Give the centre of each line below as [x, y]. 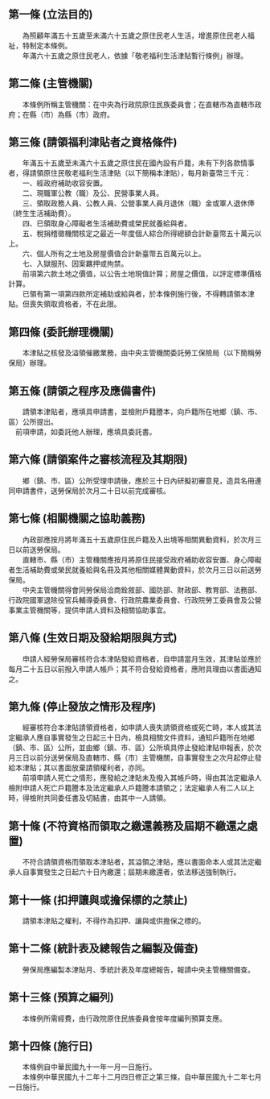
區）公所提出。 [33, 422]
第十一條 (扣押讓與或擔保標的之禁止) [98, 900]
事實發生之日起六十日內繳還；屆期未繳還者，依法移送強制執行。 [135, 872]
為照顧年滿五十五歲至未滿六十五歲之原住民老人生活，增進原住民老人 [135, 35]
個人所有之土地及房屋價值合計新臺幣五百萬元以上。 [121, 254]
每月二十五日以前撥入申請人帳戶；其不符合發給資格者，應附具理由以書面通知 [135, 669]
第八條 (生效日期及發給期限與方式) [93, 638]
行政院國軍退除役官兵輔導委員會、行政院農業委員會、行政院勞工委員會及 [128, 599]
